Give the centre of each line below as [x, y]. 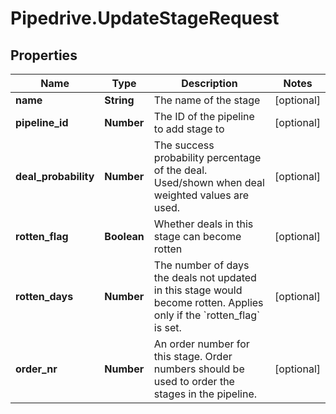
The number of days [201, 265]
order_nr [36, 369]
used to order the [194, 381]
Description [209, 83]
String [119, 100]
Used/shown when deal [209, 182]
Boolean [124, 236]
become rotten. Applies [208, 302]
